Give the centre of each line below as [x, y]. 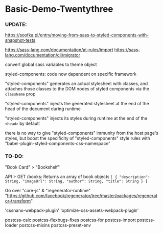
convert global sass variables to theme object [51, 64]
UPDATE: [16, 25]
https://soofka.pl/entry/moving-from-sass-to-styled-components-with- [77, 35]
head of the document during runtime [43, 109]
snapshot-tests [20, 40]
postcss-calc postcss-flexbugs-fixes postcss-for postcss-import [70, 220]
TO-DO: [14, 156]
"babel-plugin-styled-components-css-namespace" [58, 144]
